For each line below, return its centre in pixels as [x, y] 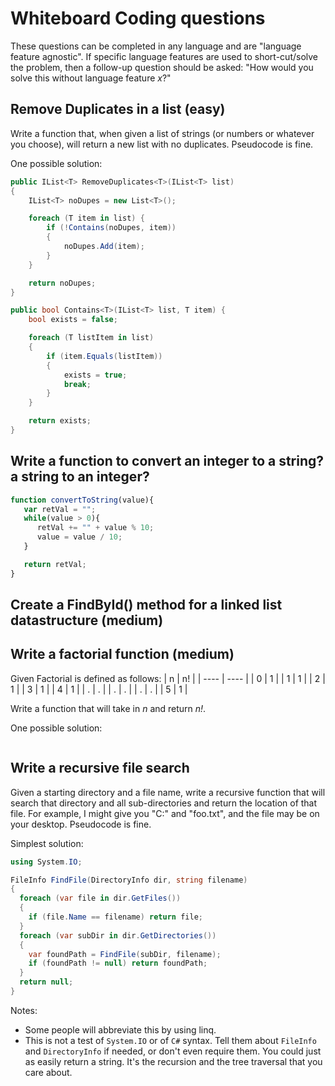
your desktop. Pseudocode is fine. [81, 824]
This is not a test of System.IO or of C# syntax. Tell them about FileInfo [170, 1040]
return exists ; [60, 421]
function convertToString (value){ [82, 500]
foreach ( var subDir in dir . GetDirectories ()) [118, 935]
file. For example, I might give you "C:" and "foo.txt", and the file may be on [165, 813]
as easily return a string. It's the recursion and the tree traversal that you [173, 1061]
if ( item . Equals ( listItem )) [104, 356]
